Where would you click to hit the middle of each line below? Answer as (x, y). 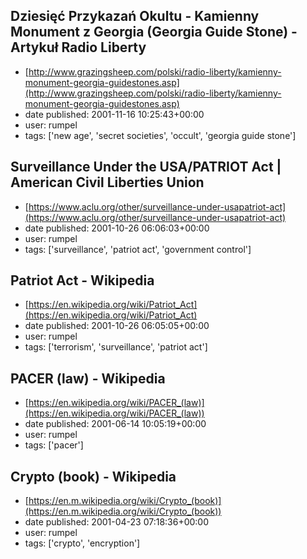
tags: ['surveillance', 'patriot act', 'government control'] (138, 249)
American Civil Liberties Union (107, 182)
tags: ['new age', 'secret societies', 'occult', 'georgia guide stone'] (160, 135)
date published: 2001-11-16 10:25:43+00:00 (114, 114)
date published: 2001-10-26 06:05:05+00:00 (117, 326)
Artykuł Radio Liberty (78, 47)
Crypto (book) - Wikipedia (93, 476)
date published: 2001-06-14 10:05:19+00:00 (115, 424)
